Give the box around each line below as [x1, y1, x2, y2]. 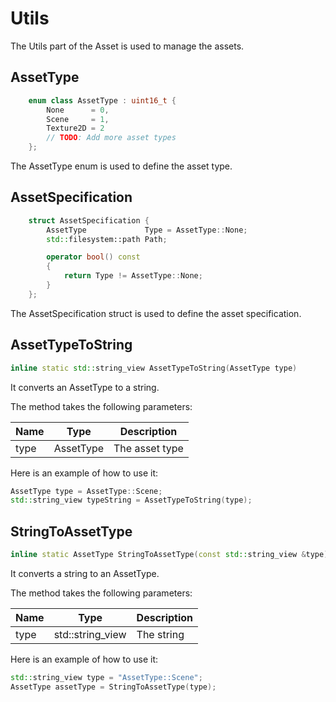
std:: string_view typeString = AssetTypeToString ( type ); [10, 495, 253, 506]
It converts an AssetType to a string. [10, 381, 160, 393]
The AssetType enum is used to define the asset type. [10, 160, 233, 172]
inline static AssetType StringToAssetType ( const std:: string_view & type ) [10, 550, 329, 560]
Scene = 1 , [46, 114, 110, 124]
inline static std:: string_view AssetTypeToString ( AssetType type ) [10, 363, 298, 373]
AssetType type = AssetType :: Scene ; [10, 486, 163, 496]
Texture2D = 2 [46, 123, 105, 134]
